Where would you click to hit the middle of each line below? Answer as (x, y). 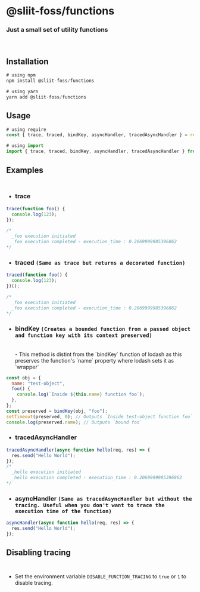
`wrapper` (27, 367)
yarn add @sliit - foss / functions (46, 97)
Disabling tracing (39, 553)
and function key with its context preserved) (84, 335)
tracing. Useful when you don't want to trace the (90, 505)
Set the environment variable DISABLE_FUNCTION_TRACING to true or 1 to (100, 576)
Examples (25, 170)
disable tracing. (34, 582)
